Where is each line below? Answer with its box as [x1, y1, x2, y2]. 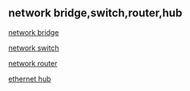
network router [8, 58, 58, 68]
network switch [8, 43, 59, 53]
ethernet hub [8, 73, 51, 83]
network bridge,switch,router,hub [8, 6, 183, 20]
